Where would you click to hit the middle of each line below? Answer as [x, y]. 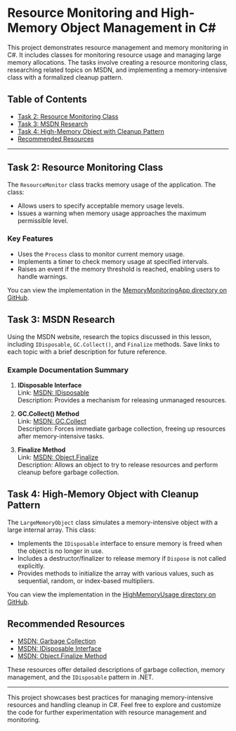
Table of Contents [47, 100]
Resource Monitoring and [83, 13]
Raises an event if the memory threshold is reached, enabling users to [118, 269]
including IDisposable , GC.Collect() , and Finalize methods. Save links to [113, 344]
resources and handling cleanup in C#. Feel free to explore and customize [114, 704]
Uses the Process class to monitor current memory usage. [101, 254]
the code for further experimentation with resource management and [107, 712]
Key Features [31, 239]
